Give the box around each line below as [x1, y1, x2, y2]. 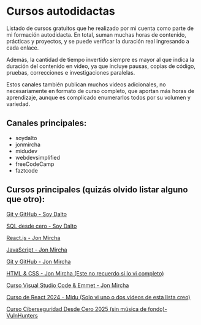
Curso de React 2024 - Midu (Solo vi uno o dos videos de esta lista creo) [6, 293, 191, 301]
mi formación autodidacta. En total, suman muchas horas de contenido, [6, 31, 187, 38]
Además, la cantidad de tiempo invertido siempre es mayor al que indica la [6, 56, 195, 63]
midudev [15, 147, 38, 154]
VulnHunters [6, 312, 38, 319]
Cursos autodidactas [6, 4, 115, 18]
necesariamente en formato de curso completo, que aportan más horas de [6, 87, 195, 94]
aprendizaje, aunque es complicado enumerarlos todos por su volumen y [6, 94, 191, 101]
